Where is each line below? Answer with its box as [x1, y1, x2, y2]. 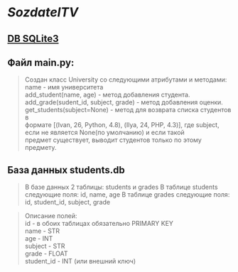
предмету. [24, 143, 57, 152]
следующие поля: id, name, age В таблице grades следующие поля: [24, 190, 230, 199]
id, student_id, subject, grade [24, 198, 111, 207]
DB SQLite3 [7, 33, 59, 45]
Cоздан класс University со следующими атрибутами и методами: [24, 75, 227, 84]
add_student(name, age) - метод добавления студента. [24, 90, 190, 99]
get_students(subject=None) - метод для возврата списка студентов [24, 106, 232, 114]
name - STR [24, 227, 60, 235]
